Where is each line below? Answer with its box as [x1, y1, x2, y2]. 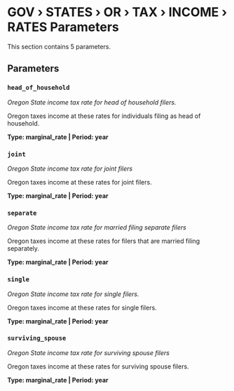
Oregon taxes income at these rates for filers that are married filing [7, 237, 200, 246]
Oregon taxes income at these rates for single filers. [7, 303, 158, 312]
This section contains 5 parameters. [7, 42, 111, 51]
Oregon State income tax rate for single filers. [7, 289, 139, 298]
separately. [7, 244, 40, 253]
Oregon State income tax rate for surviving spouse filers [7, 348, 170, 357]
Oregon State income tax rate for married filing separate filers [7, 223, 187, 232]
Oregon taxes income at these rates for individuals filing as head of [7, 112, 201, 120]
